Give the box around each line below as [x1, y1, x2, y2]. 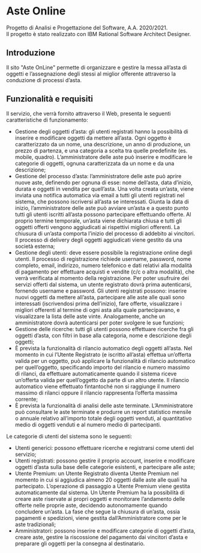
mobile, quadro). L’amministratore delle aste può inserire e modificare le [14, 153, 193, 160]
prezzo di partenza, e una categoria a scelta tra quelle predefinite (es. [14, 147, 188, 154]
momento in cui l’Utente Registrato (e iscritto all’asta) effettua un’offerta [14, 351, 192, 358]
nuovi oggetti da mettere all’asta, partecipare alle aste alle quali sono [14, 293, 185, 300]
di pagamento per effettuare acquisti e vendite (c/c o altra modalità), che [14, 268, 195, 275]
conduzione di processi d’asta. [6, 76, 82, 83]
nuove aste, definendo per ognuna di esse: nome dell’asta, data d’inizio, [14, 179, 193, 186]
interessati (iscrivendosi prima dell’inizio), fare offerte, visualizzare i [14, 300, 182, 307]
